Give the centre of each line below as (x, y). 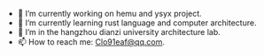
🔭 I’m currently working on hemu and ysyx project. (109, 14)
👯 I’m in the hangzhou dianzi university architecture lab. (119, 32)
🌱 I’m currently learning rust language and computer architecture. (137, 23)
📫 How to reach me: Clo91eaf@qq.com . (91, 42)
